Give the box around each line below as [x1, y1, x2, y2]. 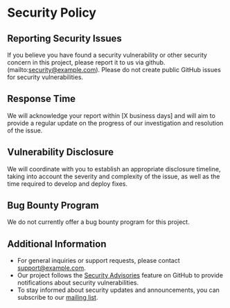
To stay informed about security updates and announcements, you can [17, 286, 220, 294]
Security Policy [7, 5, 97, 21]
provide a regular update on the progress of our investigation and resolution [7, 119, 224, 127]
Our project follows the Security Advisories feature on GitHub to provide [17, 271, 224, 280]
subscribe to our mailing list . [17, 293, 98, 302]
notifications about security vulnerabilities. [17, 279, 139, 287]
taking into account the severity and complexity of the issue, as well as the [7, 172, 220, 180]
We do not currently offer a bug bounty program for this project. [7, 218, 190, 226]
